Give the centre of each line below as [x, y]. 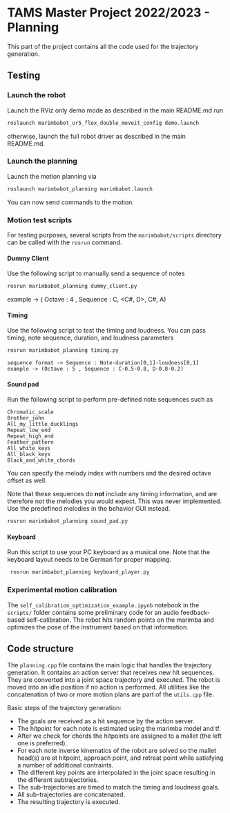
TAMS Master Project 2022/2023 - [109, 13]
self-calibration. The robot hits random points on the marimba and [120, 620]
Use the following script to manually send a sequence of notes [96, 273]
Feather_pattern [30, 442]
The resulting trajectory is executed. [69, 802]
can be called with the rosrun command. [65, 242]
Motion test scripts [40, 220]
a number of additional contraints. [65, 765]
